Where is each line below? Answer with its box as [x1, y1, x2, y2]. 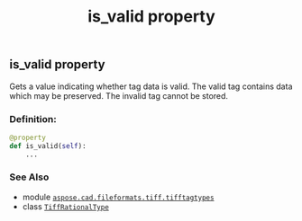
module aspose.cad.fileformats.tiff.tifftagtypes [22, 191, 215, 202]
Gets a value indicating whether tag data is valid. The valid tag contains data [9, 81, 293, 92]
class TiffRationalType [22, 200, 110, 212]
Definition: [9, 112, 57, 125]
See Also [9, 171, 50, 183]
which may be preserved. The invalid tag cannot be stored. [9, 90, 228, 101]
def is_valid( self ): [9, 141, 87, 150]
